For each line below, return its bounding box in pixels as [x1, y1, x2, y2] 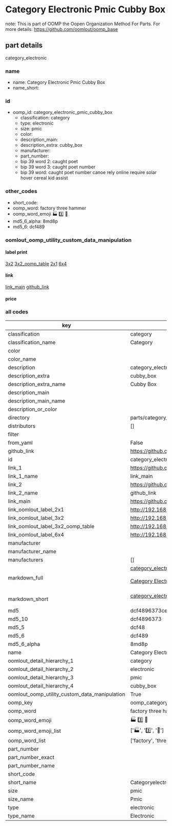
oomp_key [8, 699, 33, 706]
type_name [8, 812, 35, 819]
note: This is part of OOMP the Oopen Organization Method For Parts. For [5, 21, 160, 27]
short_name [8, 779, 37, 786]
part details [5, 41, 43, 50]
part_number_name [8, 762, 55, 769]
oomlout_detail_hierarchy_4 [8, 682, 74, 689]
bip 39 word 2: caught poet [20, 159, 78, 165]
